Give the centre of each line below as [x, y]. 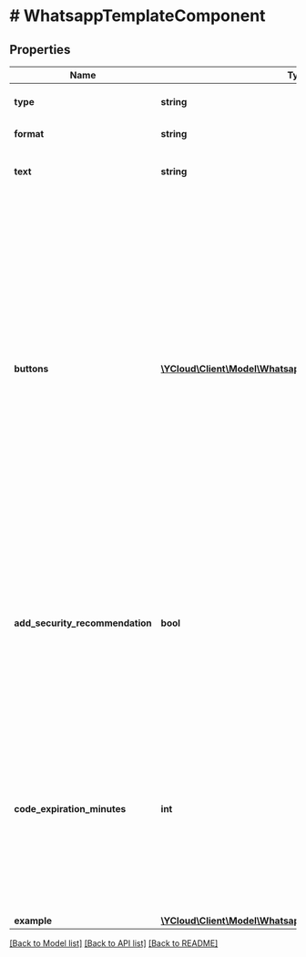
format [29, 134]
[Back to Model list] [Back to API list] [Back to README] [114, 943]
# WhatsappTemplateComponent [138, 16]
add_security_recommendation [83, 623]
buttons [31, 369]
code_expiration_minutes [70, 809]
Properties [40, 50]
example [33, 921]
